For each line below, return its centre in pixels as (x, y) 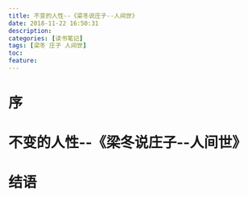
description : (30, 31)
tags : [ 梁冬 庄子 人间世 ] (48, 46)
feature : (23, 61)
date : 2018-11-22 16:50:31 (54, 23)
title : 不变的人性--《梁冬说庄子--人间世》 (73, 16)
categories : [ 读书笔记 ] (45, 38)
